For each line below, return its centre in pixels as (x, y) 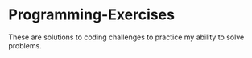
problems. (25, 45)
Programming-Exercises (92, 15)
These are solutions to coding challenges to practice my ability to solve (126, 37)
